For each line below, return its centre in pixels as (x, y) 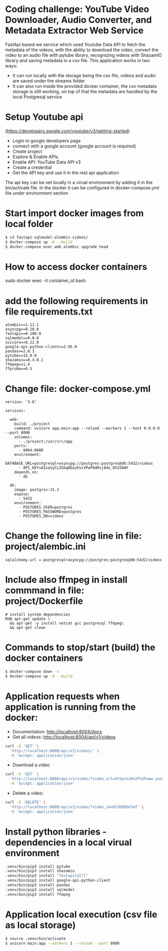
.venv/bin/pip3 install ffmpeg (38, 894)
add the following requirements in (77, 301)
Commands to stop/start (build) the (80, 648)
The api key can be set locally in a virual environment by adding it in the (79, 182)
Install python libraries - (56, 832)
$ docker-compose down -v (32, 672)
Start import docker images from (74, 213)
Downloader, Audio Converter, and (78, 20)
